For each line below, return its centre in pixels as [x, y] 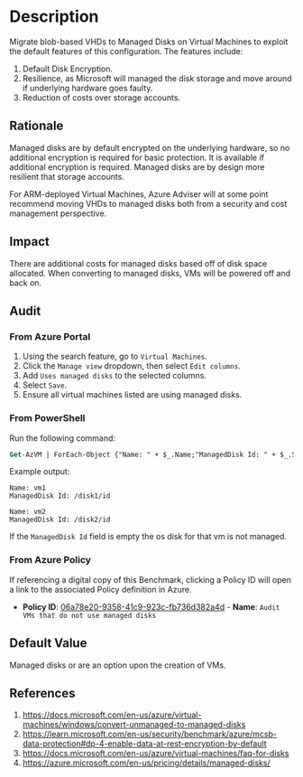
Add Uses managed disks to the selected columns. [115, 376]
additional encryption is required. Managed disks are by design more [137, 167]
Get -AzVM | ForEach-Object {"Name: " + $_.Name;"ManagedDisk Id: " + [143, 454]
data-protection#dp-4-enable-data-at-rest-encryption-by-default [145, 744]
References [42, 693]
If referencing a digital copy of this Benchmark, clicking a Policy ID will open [150, 579]
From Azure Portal [50, 336]
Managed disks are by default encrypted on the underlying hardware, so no [150, 147]
